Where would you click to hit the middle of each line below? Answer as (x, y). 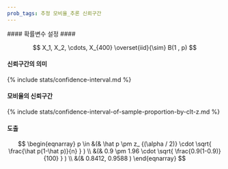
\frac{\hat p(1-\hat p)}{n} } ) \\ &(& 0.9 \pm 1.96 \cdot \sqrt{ (91, 151)
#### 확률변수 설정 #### (42, 34)
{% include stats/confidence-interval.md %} (69, 79)
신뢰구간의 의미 (27, 64)
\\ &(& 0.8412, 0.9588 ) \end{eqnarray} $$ (127, 159)
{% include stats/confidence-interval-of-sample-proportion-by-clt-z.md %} (114, 112)
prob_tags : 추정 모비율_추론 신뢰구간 (54, 13)
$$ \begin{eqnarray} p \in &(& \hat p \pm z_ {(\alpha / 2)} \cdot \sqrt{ (115, 144)
